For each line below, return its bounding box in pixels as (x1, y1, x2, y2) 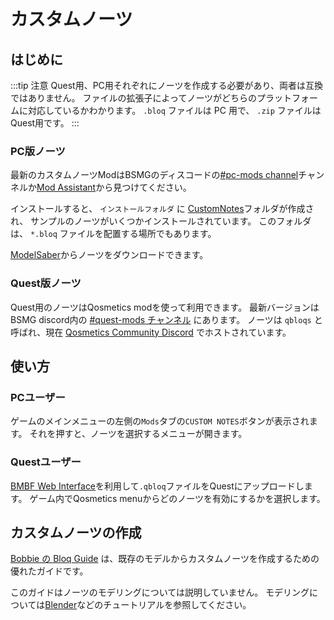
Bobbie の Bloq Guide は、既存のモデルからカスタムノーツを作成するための (10, 553, 320, 565)
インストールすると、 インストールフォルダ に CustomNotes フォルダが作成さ (10, 203, 315, 215)
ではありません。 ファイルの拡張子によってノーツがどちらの (10, 92, 258, 104)
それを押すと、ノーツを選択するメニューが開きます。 (29, 428, 248, 440)
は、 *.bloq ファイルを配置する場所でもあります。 (10, 228, 217, 240)
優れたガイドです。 (10, 565, 89, 577)
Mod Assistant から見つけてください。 (36, 181, 192, 194)
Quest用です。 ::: (10, 117, 80, 129)
